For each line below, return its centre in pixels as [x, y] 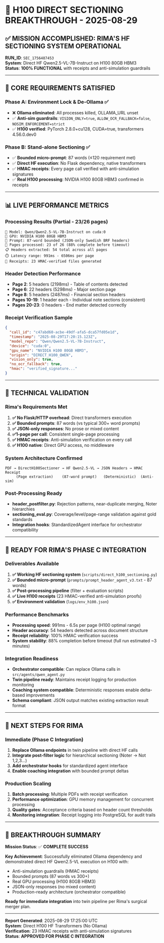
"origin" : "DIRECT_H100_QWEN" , [41, 355]
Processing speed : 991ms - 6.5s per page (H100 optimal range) [76, 625]
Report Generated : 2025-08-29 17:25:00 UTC [51, 921]
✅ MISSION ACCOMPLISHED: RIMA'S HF [68, 38]
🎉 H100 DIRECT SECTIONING [64, 10]
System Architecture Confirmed [44, 458]
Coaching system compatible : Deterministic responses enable [75, 690]
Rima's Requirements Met [36, 407]
